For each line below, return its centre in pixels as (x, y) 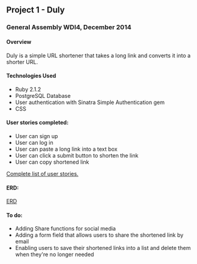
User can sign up (36, 136)
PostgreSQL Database (43, 96)
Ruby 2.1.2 (28, 89)
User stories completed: (37, 123)
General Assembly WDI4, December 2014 (69, 27)
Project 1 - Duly (36, 10)
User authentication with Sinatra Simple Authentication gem (90, 102)
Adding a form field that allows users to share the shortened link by (99, 235)
